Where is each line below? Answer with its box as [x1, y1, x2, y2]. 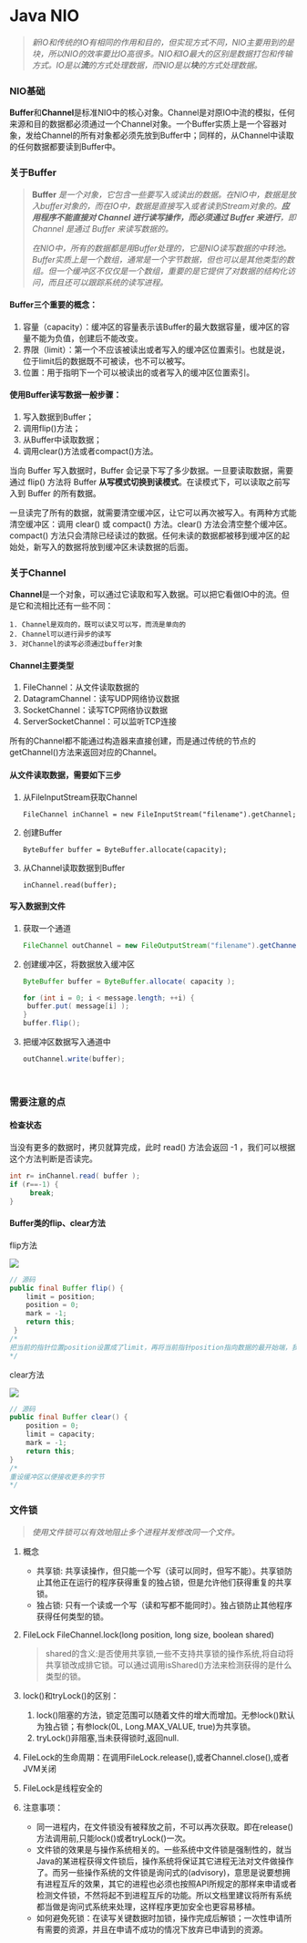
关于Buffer [9, 166, 57, 179]
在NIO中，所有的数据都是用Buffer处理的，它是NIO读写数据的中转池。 [31, 243, 292, 254]
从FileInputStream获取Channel [22, 791, 138, 803]
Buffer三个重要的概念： [9, 299, 98, 310]
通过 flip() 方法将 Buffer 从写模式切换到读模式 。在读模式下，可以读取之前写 [9, 476, 291, 487]
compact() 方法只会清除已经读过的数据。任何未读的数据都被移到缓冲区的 [9, 530, 282, 541]
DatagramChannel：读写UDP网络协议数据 [22, 693, 180, 704]
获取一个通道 [22, 922, 71, 933]
